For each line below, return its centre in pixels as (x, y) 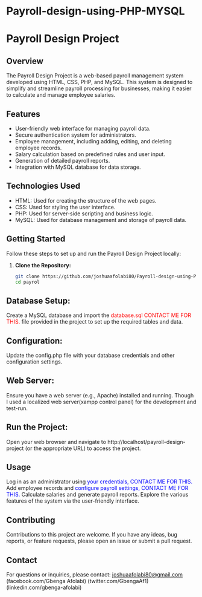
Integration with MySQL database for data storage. (78, 167)
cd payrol (27, 282)
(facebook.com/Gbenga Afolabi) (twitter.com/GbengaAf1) (77, 581)
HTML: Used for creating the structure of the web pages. (86, 200)
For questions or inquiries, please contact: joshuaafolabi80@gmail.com (94, 575)
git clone (27, 276)
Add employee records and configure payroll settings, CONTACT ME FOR (97, 488)
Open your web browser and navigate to (56, 442)
